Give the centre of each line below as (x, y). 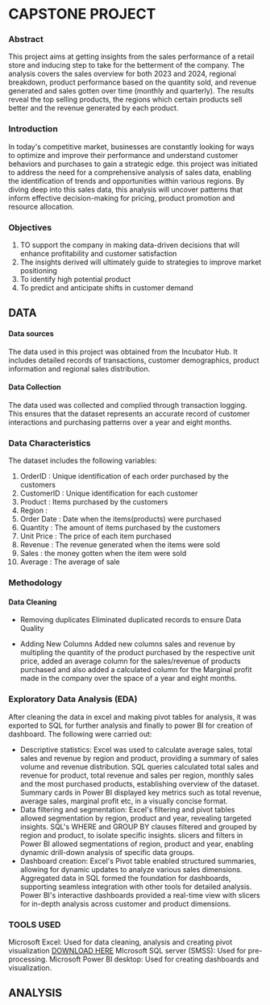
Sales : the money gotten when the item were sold (103, 554)
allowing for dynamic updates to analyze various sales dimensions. (131, 869)
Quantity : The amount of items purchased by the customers (120, 528)
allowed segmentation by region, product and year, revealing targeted (136, 818)
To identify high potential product (75, 280)
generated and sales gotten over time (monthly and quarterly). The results (131, 91)
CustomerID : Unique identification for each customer (109, 493)
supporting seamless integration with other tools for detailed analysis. (136, 887)
